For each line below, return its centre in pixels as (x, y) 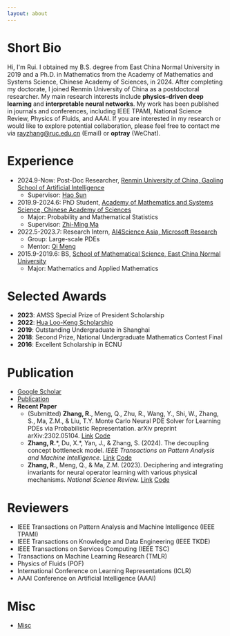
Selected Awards (57, 296)
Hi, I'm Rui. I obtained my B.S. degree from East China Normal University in (113, 67)
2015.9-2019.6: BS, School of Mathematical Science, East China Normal (119, 254)
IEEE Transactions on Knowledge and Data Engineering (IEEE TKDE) (114, 542)
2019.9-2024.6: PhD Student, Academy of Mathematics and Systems (115, 202)
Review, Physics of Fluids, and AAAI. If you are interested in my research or (114, 118)
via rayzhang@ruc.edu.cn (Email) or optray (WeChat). (84, 133)
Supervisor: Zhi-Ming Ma (63, 224)
